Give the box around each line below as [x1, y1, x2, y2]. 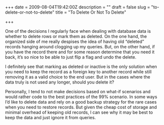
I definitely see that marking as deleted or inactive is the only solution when [5, 63, 158, 69]
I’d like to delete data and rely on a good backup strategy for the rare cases [5, 99, 157, 104]
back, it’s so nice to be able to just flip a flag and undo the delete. [5, 54, 137, 60]
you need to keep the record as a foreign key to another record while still [5, 69, 152, 75]
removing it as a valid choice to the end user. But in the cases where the [5, 74, 150, 80]
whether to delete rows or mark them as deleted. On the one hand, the [5, 34, 147, 39]
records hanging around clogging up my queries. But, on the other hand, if [5, 44, 155, 49]
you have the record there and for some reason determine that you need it [5, 49, 155, 55]
